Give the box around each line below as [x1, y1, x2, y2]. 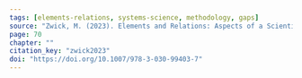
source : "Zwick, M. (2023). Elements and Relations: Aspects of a [9, 22, 263, 30]
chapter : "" [9, 38, 54, 48]
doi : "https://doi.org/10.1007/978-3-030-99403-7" [9, 55, 203, 64]
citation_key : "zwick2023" [9, 47, 111, 56]
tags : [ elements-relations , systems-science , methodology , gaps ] [9, 13, 259, 22]
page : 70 [9, 30, 42, 39]
